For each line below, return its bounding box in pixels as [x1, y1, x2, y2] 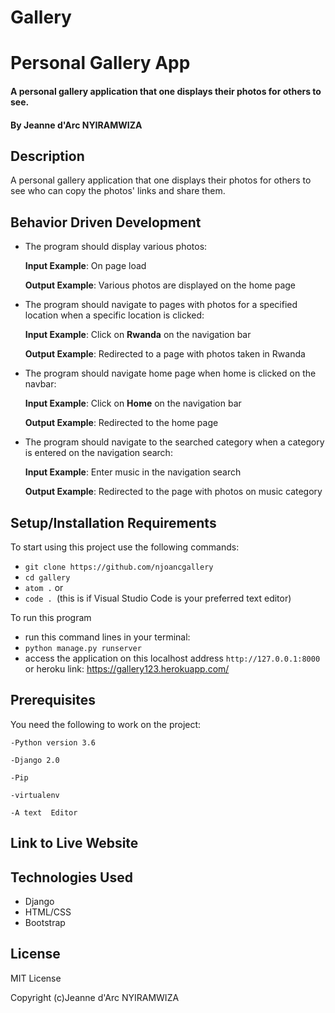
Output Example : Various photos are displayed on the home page [24, 279, 297, 291]
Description [10, 147, 85, 165]
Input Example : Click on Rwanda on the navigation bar [24, 329, 252, 341]
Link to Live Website [10, 835, 139, 852]
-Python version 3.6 [10, 737, 97, 748]
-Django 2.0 [10, 755, 60, 765]
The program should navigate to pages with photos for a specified [24, 299, 298, 311]
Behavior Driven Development [10, 214, 202, 231]
